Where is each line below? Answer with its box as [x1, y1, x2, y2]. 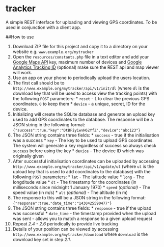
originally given [12, 153, 44, 159]
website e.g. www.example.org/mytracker [12, 49, 94, 55]
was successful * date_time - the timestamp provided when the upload [12, 210, 157, 216]
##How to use [5, 34, 34, 40]
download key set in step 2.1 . [12, 236, 71, 242]
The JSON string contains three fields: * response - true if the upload [12, 205, 152, 211]
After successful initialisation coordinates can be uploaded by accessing [12, 158, 160, 164]
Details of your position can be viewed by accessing [12, 226, 119, 232]
